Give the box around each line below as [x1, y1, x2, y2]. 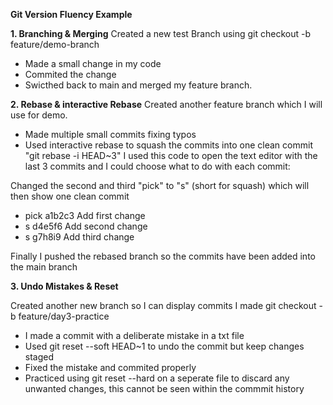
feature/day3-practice [18, 310, 110, 322]
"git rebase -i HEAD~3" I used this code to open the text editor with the [24, 150, 318, 161]
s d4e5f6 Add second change [24, 220, 148, 232]
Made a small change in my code [24, 58, 162, 69]
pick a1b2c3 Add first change [24, 210, 146, 221]
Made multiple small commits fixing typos [24, 129, 197, 140]
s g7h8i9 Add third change [24, 231, 135, 243]
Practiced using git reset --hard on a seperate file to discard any [24, 372, 290, 384]
